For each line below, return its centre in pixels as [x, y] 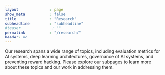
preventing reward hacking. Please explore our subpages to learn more [78, 62]
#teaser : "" [33, 28]
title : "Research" [41, 19]
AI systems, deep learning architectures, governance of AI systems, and [79, 56]
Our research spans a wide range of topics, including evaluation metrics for [83, 51]
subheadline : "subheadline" [44, 23]
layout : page [34, 10]
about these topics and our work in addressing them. [59, 67]
